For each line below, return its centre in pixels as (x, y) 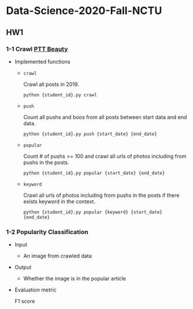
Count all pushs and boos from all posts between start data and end (105, 117)
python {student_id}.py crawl (60, 95)
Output (23, 268)
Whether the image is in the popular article (75, 279)
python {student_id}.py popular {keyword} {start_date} (93, 212)
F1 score (25, 301)
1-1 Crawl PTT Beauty (37, 49)
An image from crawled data (58, 256)
